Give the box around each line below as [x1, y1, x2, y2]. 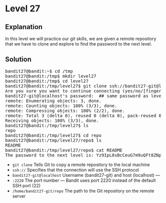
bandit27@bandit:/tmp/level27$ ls [5, 122, 89, 128]
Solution [5, 55, 32, 64]
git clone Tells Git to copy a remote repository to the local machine [12, 162, 150, 167]
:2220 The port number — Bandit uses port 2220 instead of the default [12, 177, 156, 183]
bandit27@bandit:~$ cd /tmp [5, 68, 73, 74]
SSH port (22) [12, 182, 41, 188]
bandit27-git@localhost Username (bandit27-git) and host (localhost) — [12, 172, 161, 178]
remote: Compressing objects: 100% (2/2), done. [5, 108, 125, 114]
